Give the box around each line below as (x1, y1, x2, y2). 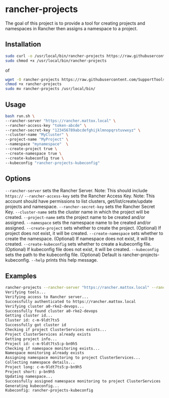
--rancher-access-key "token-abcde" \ (5, 123, 87, 128)
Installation (5, 40, 41, 49)
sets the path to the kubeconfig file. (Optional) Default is (5, 252, 122, 258)
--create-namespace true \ (5, 151, 62, 156)
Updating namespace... (5, 374, 53, 379)
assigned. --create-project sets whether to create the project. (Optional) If (5, 225, 161, 231)
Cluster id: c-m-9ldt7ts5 (5, 318, 59, 323)
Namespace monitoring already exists (5, 351, 84, 356)
